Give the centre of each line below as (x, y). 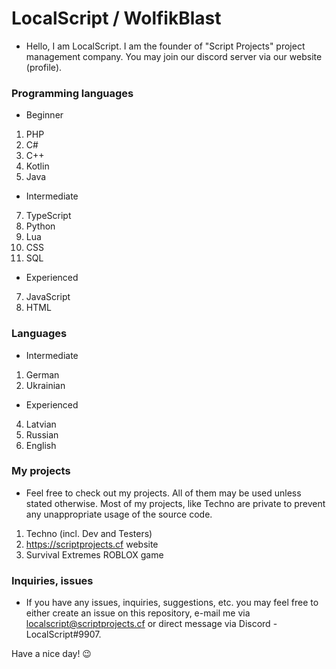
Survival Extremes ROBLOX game (94, 554)
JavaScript (48, 297)
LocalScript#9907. (63, 634)
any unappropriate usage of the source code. (119, 514)
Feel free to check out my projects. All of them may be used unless (163, 493)
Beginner (44, 115)
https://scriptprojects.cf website (92, 544)
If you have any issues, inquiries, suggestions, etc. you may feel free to (172, 603)
